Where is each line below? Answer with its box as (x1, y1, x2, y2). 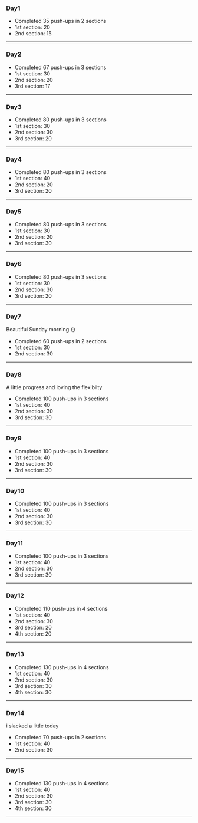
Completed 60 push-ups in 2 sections (14, 338, 107, 345)
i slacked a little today (6, 722, 59, 729)
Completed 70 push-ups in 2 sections (14, 734, 107, 741)
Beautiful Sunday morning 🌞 (6, 326, 76, 333)
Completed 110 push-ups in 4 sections (14, 605, 108, 612)
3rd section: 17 (14, 83, 51, 90)
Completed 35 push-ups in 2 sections (14, 18, 107, 25)
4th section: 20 (14, 630, 52, 637)
